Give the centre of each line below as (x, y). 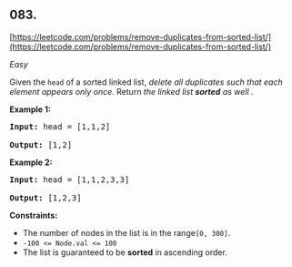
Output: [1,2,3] (45, 198)
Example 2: (31, 162)
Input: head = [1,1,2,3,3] (70, 180)
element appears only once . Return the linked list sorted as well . (131, 91)
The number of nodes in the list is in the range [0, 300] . (126, 232)
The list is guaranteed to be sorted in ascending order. (125, 252)
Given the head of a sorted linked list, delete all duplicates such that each (146, 82)
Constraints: (34, 215)
